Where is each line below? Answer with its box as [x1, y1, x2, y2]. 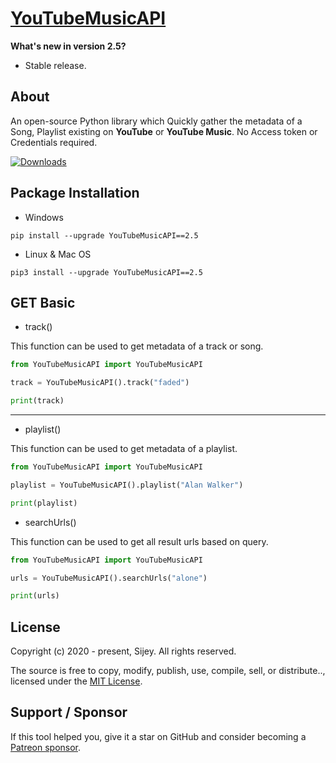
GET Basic [10, 294, 76, 311]
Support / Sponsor [10, 704, 128, 721]
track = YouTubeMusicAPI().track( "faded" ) [10, 378, 190, 388]
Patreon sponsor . [10, 741, 82, 753]
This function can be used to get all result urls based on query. [10, 535, 269, 547]
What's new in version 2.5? [10, 40, 127, 52]
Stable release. [24, 59, 87, 71]
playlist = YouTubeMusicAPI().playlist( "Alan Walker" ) [10, 480, 244, 490]
